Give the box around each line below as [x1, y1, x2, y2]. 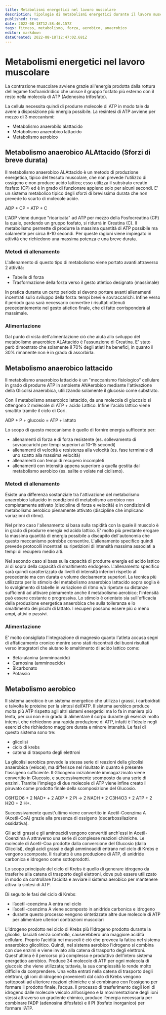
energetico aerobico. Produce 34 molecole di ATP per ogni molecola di [5, 958, 150, 964]
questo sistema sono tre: [5, 729, 56, 736]
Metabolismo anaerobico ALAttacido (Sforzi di [5, 148, 151, 157]
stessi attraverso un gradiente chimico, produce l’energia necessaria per [5, 995, 152, 1001]
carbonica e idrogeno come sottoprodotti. [5, 856, 90, 862]
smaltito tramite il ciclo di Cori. [5, 408, 67, 414]
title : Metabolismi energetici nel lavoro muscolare [5, 7, 116, 12]
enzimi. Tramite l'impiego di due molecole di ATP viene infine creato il [5, 780, 147, 786]
